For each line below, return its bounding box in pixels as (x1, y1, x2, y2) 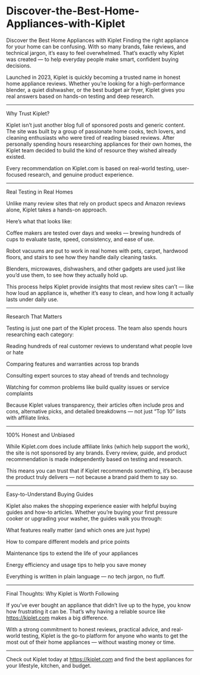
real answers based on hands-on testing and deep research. (6, 93, 155, 100)
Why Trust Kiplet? (6, 109, 50, 117)
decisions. (6, 62, 32, 69)
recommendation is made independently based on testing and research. (6, 455, 183, 462)
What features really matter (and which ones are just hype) (6, 526, 151, 533)
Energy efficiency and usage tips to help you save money (6, 561, 147, 568)
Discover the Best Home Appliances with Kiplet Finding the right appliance (6, 36, 189, 44)
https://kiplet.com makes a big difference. (6, 614, 109, 621)
